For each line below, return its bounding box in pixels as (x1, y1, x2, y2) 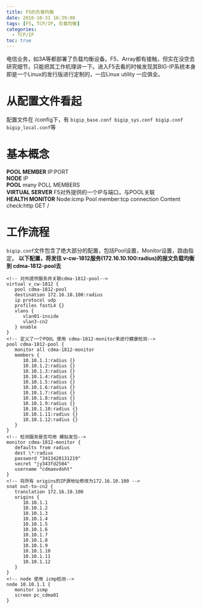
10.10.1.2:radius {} (22, 363, 76, 369)
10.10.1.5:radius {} (22, 379, 76, 385)
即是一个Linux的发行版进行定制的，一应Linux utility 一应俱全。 (6, 71, 164, 77)
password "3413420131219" (14, 455, 81, 462)
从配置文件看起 (6, 95, 82, 108)
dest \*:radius (14, 450, 53, 456)
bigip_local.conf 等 (6, 124, 56, 131)
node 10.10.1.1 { (6, 581, 51, 587)
